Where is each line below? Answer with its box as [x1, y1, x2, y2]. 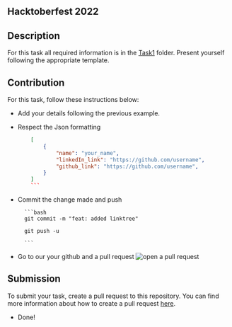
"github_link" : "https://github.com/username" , [55, 163, 199, 170]
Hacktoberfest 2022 [7, 6, 99, 18]
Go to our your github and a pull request [17, 253, 134, 261]
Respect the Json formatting [17, 123, 101, 132]
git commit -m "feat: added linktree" [24, 215, 139, 222]
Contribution [7, 76, 65, 88]
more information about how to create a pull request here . [7, 299, 175, 307]
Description [7, 30, 60, 42]
